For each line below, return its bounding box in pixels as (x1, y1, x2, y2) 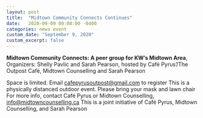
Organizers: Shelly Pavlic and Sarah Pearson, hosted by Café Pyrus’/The (6, 61, 188, 68)
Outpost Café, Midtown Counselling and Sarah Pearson (6, 67, 146, 74)
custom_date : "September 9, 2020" (6, 32, 95, 38)
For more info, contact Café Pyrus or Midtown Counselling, (6, 92, 155, 99)
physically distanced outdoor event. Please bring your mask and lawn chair (6, 86, 196, 92)
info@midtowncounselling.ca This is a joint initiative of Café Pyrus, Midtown (6, 98, 197, 106)
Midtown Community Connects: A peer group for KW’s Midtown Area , (6, 54, 188, 61)
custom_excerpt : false (6, 37, 64, 43)
